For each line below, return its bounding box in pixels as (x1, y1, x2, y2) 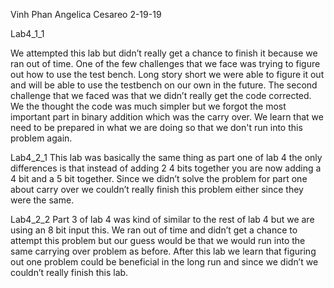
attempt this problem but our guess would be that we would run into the (10, 235, 306, 246)
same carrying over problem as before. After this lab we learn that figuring (10, 245, 317, 257)
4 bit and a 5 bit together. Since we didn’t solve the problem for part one (10, 173, 308, 184)
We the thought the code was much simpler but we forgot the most (10, 100, 287, 112)
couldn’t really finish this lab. (10, 267, 129, 278)
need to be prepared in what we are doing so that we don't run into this (10, 122, 303, 133)
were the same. (10, 194, 75, 206)
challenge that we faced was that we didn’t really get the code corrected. (10, 90, 312, 101)
